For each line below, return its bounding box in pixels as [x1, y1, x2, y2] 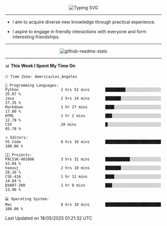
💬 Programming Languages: [5, 83, 59, 88]
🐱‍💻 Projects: [5, 152, 32, 157]
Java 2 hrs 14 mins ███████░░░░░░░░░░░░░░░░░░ [5, 96, 162, 101]
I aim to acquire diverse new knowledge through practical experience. [12, 19, 156, 25]
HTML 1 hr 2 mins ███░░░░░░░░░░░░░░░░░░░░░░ [5, 113, 162, 118]
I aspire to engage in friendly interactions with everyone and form [12, 29, 147, 34]
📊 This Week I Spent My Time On [5, 63, 76, 69]
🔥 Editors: [5, 135, 28, 140]
